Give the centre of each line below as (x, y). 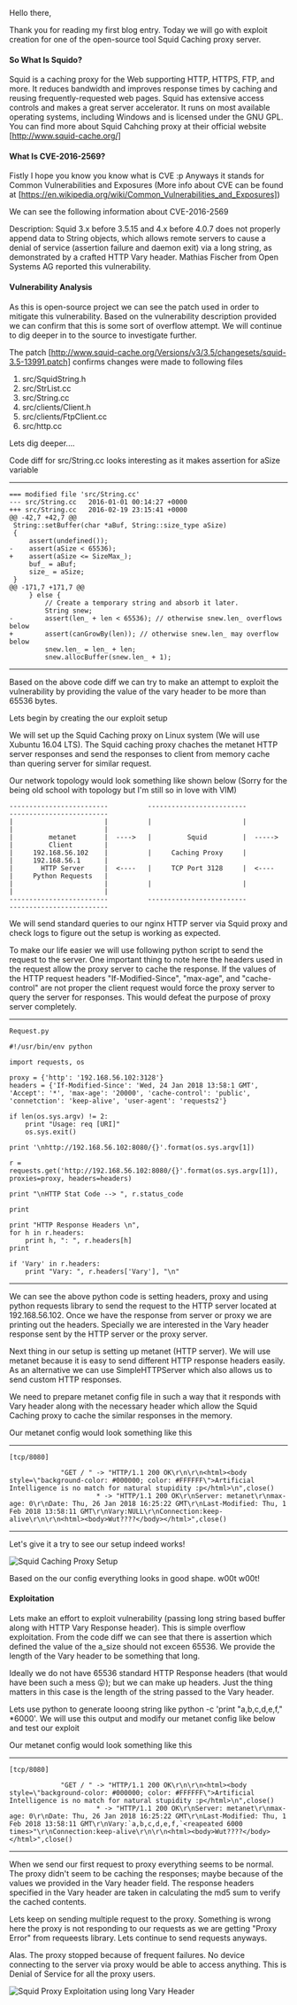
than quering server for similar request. (80, 763)
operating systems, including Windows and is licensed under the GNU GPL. (146, 117)
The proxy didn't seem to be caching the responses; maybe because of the (146, 1873)
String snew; (69, 611)
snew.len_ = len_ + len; (91, 649)
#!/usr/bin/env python (51, 1046)
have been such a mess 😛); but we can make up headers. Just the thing (141, 1682)
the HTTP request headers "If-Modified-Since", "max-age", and (125, 978)
